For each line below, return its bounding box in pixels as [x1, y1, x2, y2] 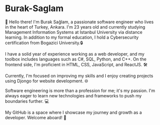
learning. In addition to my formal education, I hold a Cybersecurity [5, 34, 139, 40]
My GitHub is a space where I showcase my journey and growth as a [5, 109, 142, 115]
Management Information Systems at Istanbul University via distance [5, 29, 143, 35]
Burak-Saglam [5, 3, 64, 14]
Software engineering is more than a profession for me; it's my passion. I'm [5, 88, 155, 94]
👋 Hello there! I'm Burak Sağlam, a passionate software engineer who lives [5, 19, 154, 25]
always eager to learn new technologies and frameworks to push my [5, 93, 142, 98]
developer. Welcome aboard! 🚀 [5, 114, 67, 120]
